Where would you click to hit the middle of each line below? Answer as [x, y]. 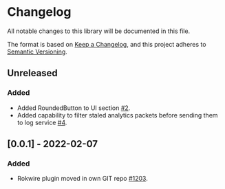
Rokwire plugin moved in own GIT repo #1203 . [82, 179]
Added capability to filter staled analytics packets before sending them [117, 115]
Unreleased [33, 73]
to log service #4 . [42, 122]
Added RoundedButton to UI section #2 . [74, 108]
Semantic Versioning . [37, 52]
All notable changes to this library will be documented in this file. [99, 31]
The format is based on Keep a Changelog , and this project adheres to [107, 44]
